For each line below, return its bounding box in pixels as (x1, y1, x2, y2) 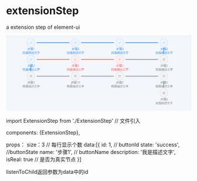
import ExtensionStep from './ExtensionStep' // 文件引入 (6, 117, 141, 124)
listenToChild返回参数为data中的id (6, 168, 89, 175)
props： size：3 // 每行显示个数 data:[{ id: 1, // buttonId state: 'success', (6, 141, 180, 148)
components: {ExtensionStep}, (6, 129, 81, 136)
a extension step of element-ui (6, 24, 81, 31)
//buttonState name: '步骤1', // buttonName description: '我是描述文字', (6, 148, 176, 155)
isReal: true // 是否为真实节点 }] (6, 156, 82, 163)
